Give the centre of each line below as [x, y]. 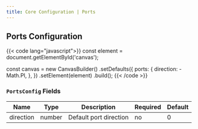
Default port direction [99, 117]
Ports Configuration [44, 37]
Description [98, 107]
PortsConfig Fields [34, 91]
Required [148, 107]
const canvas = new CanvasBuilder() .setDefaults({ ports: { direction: [92, 69]
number [51, 117]
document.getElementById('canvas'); [53, 58]
